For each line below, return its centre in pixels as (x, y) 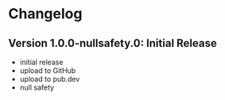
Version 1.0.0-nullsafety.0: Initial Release (112, 43)
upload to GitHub (48, 71)
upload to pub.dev (50, 79)
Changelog (45, 14)
